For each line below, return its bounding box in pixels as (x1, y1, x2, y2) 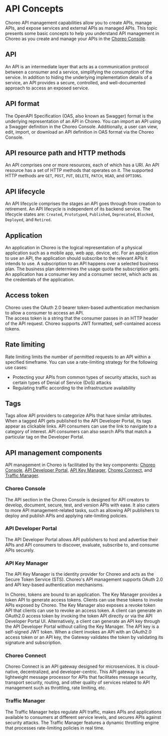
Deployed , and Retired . (5, 217, 52, 223)
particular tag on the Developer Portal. (5, 434, 84, 440)
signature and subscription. (5, 640, 62, 646)
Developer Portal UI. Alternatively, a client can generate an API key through (5, 618, 160, 624)
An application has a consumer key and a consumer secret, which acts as (5, 271, 157, 277)
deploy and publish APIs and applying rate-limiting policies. (5, 512, 128, 518)
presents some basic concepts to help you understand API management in (5, 30, 159, 36)
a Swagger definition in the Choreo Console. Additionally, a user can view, (5, 124, 158, 130)
